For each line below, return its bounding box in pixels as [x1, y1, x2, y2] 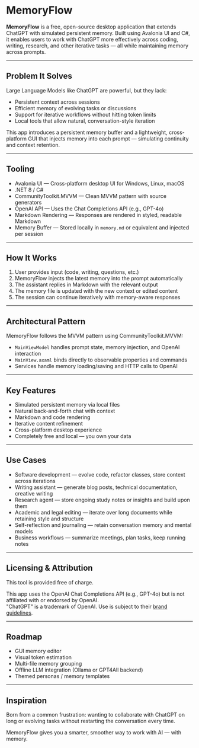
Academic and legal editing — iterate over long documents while [14, 509, 173, 516]
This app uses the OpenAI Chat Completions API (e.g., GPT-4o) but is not [6, 590, 185, 597]
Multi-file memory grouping [14, 660, 82, 667]
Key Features [6, 385, 56, 395]
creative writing [14, 490, 53, 497]
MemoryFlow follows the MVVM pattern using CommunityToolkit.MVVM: [6, 333, 184, 340]
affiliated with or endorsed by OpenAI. [6, 596, 99, 603]
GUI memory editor [14, 647, 62, 655]
